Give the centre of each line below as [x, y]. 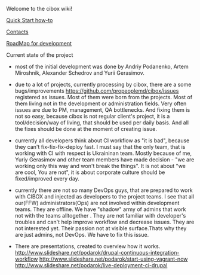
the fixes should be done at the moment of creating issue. [86, 129]
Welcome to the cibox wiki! [39, 9]
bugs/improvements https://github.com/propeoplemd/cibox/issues [97, 91]
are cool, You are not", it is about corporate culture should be [90, 172]
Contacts [17, 32]
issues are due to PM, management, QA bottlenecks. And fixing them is [102, 110]
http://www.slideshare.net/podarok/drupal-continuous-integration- [97, 253]
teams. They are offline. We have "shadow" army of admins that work [100, 209]
